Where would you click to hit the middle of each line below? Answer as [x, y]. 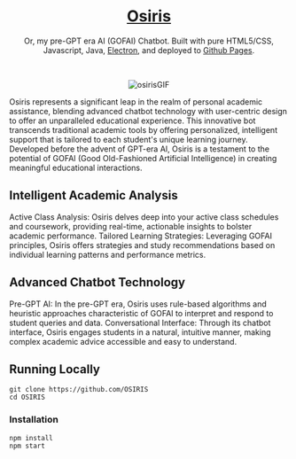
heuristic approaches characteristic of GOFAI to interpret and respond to [141, 313]
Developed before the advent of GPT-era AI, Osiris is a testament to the [140, 149]
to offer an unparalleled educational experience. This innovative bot [132, 121]
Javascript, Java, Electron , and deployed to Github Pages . [149, 50]
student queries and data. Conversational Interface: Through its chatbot [140, 323]
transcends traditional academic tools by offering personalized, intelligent [143, 129]
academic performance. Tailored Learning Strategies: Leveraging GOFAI [141, 236]
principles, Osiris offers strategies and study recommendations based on [142, 245]
